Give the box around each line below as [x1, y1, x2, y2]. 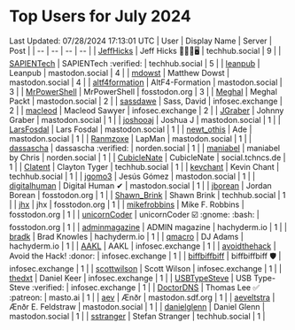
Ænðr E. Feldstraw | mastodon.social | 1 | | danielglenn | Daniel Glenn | [9, 301, 266, 311]
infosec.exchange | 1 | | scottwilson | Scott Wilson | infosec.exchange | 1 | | [9, 263, 282, 273]
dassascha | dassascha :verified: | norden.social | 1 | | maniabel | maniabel [9, 142, 281, 153]
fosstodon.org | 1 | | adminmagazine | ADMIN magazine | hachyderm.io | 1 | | [9, 221, 288, 232]
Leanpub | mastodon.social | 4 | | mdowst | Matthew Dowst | [9, 67, 230, 78]
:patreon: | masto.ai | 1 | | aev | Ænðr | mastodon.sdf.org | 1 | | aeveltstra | [9, 292, 276, 303]
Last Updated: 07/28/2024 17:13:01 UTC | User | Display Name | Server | [9, 35, 273, 46]
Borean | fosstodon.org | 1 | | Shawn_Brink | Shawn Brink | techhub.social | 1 [9, 189, 286, 200]
